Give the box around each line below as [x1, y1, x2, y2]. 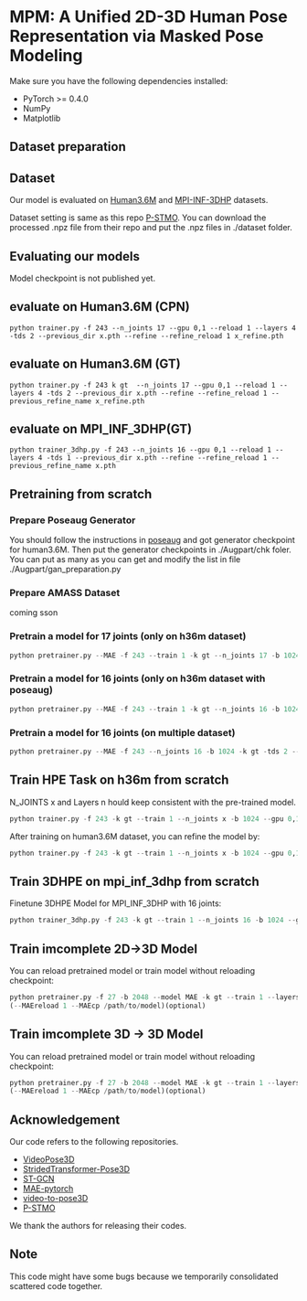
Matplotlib [22, 112, 61, 123]
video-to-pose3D [22, 1193, 89, 1204]
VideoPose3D [22, 1154, 75, 1165]
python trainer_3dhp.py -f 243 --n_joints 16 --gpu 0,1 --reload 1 [9, 445, 272, 454]
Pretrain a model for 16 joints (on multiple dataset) [9, 726, 236, 739]
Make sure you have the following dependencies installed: [9, 75, 228, 86]
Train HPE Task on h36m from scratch [9, 773, 229, 788]
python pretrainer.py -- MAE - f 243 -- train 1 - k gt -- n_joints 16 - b [9, 704, 281, 714]
